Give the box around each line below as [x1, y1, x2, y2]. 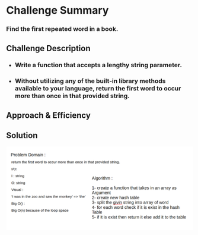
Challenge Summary [6, 4, 109, 17]
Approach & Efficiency [6, 110, 91, 120]
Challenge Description [6, 43, 91, 54]
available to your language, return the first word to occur [14, 84, 181, 93]
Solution [6, 130, 38, 140]
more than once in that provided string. [14, 92, 130, 100]
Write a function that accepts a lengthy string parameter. [14, 61, 183, 69]
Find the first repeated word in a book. [6, 25, 119, 33]
